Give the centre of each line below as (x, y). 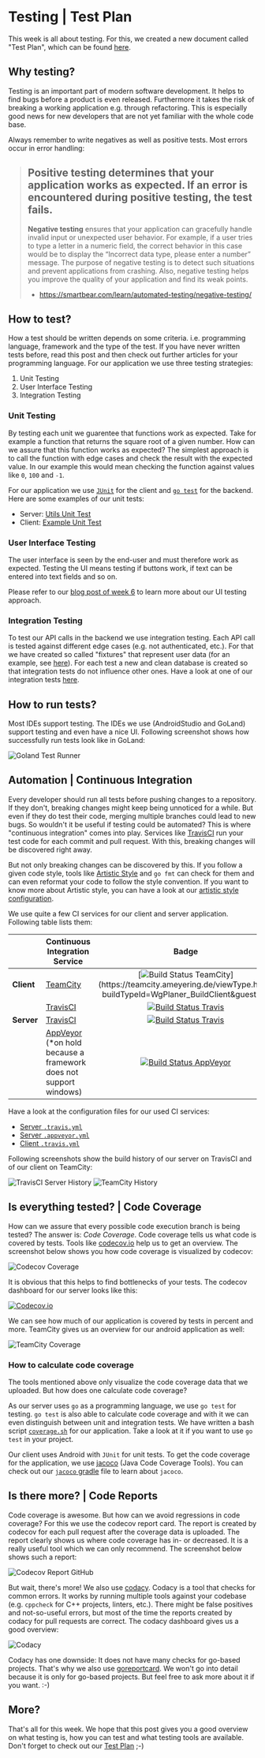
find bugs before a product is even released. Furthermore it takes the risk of (131, 99)
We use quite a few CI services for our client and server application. (118, 913)
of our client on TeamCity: (50, 1166)
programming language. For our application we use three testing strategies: (131, 364)
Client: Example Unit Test (60, 522)
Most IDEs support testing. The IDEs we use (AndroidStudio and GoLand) (127, 724)
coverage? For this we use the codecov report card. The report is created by (132, 1523)
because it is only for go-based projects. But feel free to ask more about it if (131, 1677)
